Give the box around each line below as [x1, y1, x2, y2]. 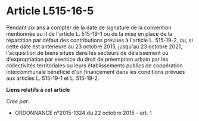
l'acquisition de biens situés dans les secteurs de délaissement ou [6, 49, 169, 56]
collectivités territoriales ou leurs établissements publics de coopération [6, 61, 183, 69]
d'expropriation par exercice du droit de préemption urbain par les [6, 55, 169, 63]
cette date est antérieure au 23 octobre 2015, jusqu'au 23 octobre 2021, [6, 43, 183, 50]
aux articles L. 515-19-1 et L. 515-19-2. [6, 75, 99, 82]
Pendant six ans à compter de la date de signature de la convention [6, 24, 172, 31]
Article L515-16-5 [6, 4, 94, 18]
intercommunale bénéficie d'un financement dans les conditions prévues [6, 68, 185, 75]
